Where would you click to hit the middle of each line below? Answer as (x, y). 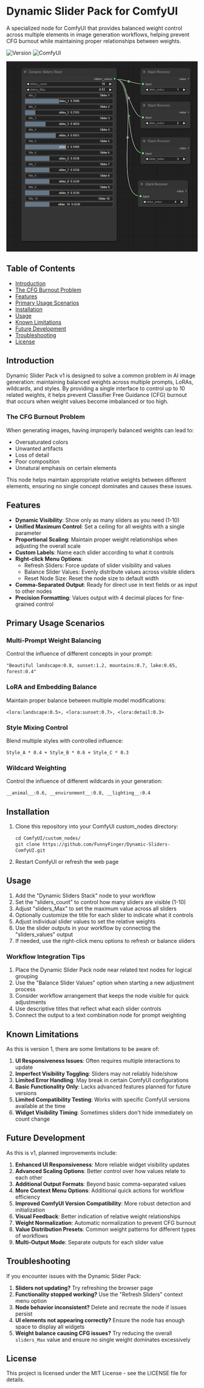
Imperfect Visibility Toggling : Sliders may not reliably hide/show (96, 1073)
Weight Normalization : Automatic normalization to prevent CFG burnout (105, 1222)
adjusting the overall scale (48, 545)
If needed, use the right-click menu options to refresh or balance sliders (105, 941)
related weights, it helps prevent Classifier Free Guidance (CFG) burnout (97, 394)
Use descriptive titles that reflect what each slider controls (88, 1009)
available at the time (40, 1106)
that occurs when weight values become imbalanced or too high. (87, 401)
